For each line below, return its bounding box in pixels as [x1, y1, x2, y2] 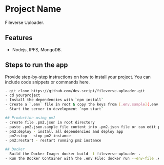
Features [5, 34, 33, 42]
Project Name [5, 3, 61, 15]
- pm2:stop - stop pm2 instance [5, 133, 71, 139]
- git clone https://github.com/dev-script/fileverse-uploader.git [5, 88, 145, 93]
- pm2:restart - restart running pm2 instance [5, 138, 102, 143]
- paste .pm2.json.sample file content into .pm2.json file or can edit [5, 124, 156, 129]
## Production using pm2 [5, 115, 56, 120]
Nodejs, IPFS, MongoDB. [12, 46, 62, 52]
